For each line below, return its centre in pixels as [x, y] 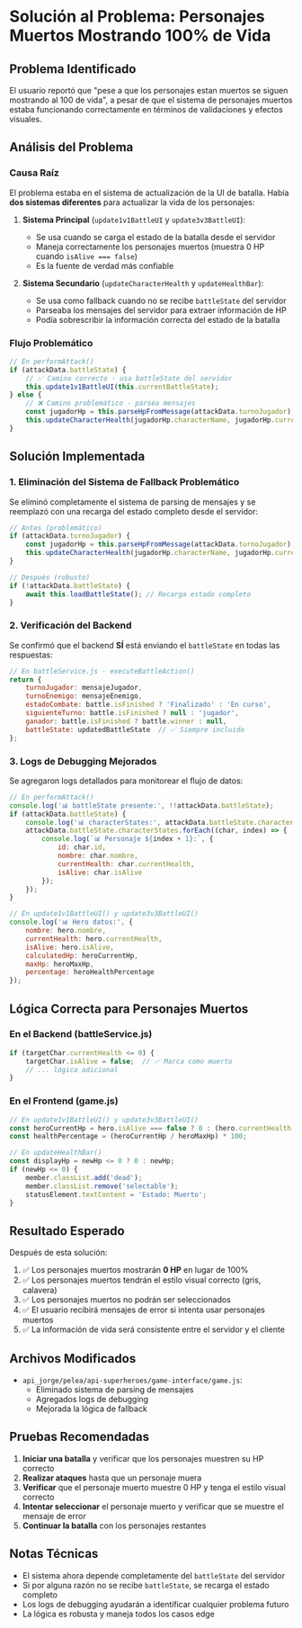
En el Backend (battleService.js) [81, 1034]
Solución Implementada [77, 456]
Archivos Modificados [73, 1359]
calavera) [40, 1290]
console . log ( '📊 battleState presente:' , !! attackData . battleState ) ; [142, 805]
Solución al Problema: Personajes [137, 17]
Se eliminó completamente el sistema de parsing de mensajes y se [133, 502]
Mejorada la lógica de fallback [92, 1409]
